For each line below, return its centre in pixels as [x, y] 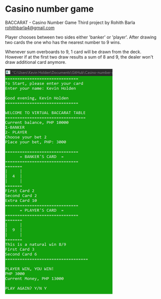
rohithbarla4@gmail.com [30, 27]
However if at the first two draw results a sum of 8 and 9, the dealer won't [79, 57]
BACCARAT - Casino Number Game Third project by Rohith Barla [70, 22]
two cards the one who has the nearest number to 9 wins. [63, 42]
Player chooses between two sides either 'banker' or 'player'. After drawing [81, 37]
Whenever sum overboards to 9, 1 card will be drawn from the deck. [73, 52]
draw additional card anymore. [36, 62]
